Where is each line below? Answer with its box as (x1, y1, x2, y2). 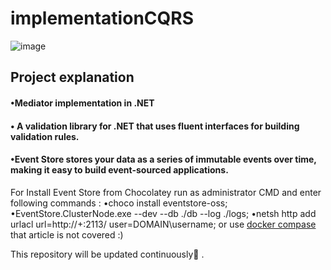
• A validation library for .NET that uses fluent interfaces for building (10, 120, 300, 132)
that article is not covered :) (10, 228, 124, 241)
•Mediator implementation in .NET (10, 97, 155, 109)
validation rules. (10, 130, 80, 142)
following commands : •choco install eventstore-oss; (10, 197, 228, 209)
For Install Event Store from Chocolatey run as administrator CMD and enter (10, 186, 322, 198)
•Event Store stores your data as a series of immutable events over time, (10, 153, 317, 166)
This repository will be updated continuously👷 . (10, 248, 205, 260)
